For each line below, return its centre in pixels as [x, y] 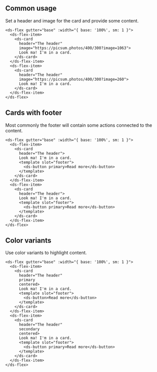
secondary [29, 329]
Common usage [31, 8]
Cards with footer [34, 113]
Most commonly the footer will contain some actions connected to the [79, 125]
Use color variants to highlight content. [46, 253]
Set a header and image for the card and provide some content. [72, 20]
